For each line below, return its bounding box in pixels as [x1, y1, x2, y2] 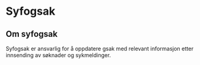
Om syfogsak [6, 29, 58, 39]
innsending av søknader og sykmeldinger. [6, 52, 111, 59]
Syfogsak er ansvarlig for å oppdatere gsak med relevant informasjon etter [6, 45, 194, 52]
